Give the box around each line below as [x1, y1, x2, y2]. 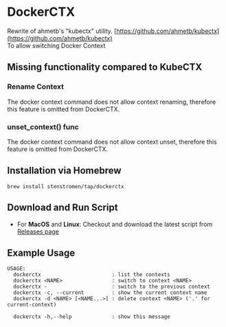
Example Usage [7, 247, 76, 258]
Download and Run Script [7, 202, 118, 214]
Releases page [16, 227, 60, 236]
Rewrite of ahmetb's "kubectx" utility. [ [7, 27, 117, 35]
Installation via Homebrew [7, 165, 122, 177]
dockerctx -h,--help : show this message [13, 313, 170, 320]
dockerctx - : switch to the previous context [13, 283, 211, 291]
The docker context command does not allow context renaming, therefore [7, 98, 216, 106]
